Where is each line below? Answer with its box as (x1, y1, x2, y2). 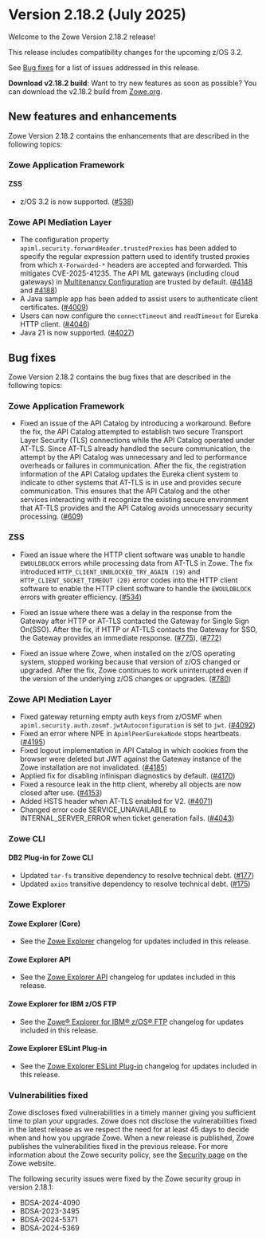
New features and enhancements (8, 110, 178, 124)
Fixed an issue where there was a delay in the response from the (19, 607, 233, 617)
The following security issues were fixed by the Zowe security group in (8, 1174, 241, 1184)
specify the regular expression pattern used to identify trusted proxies (19, 252, 250, 261)
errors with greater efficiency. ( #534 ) (19, 592, 142, 602)
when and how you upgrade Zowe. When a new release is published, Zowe (8, 1133, 255, 1143)
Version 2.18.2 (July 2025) (8, 6, 187, 24)
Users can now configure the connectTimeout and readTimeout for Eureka (19, 311, 259, 320)
